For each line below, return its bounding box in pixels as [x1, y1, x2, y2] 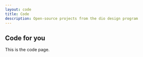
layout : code [5, 7, 32, 12]
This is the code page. [5, 47, 50, 53]
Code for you [5, 34, 45, 42]
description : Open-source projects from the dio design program [5, 16, 138, 21]
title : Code [5, 12, 29, 16]
